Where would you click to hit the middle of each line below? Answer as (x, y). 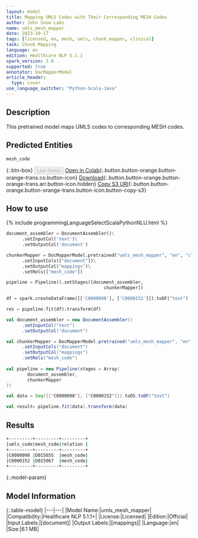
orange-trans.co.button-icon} (42, 177)
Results (20, 425)
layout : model (24, 12)
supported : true (26, 66)
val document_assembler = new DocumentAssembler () (70, 319)
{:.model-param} (27, 477)
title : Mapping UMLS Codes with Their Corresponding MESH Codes (87, 17)
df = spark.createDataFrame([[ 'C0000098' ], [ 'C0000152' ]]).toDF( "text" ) (97, 299)
